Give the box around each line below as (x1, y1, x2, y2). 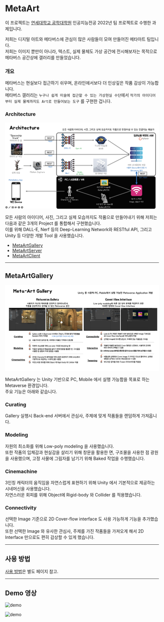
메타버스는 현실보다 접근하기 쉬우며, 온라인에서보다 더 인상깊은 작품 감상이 (5, 80, 146, 86)
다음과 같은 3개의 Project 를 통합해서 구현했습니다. (5, 220, 102, 226)
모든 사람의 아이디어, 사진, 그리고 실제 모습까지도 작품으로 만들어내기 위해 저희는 (5, 214, 158, 220)
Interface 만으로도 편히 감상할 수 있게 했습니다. (5, 535, 95, 540)
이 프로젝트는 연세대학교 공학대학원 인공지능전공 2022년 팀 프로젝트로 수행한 (5, 20, 151, 25)
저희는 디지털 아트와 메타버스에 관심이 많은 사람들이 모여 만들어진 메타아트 (5, 36, 146, 42)
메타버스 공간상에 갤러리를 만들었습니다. (5, 54, 81, 60)
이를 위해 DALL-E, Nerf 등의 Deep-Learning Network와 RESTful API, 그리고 (5, 227, 152, 233)
